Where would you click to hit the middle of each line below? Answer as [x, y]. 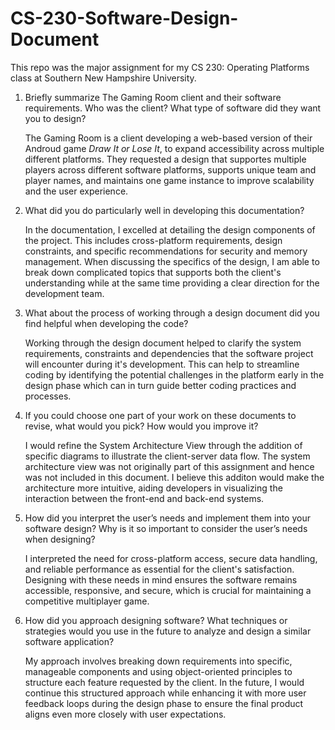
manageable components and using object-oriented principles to [158, 671]
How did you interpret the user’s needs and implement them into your [167, 518]
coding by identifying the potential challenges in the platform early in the [174, 374]
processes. [48, 396]
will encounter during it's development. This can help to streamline [162, 364]
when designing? [60, 539]
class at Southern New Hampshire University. [103, 78]
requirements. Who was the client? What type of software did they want [173, 108]
